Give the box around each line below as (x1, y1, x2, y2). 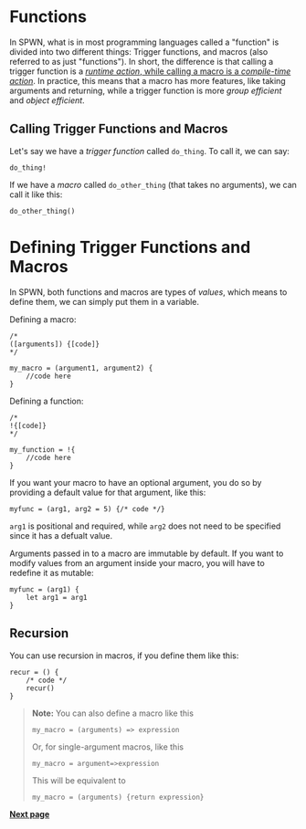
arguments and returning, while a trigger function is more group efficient (9, 85, 282, 96)
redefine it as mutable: (9, 567, 94, 578)
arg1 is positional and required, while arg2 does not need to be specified (9, 520, 281, 531)
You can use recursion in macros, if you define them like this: (9, 650, 239, 661)
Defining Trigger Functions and (9, 236, 251, 257)
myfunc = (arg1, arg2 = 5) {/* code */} (9, 504, 166, 513)
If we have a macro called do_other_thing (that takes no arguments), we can (9, 179, 297, 190)
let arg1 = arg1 (26, 593, 89, 602)
